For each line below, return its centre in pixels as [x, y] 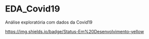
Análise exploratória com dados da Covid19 [49, 22]
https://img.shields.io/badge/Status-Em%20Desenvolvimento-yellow [74, 31]
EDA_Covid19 [33, 9]
